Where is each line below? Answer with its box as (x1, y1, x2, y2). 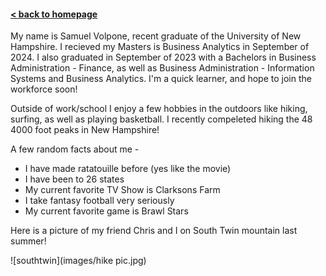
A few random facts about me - (10, 143, 140, 155)
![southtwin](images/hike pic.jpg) (10, 255, 147, 267)
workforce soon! (10, 83, 78, 95)
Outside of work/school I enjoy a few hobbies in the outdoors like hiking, (10, 103, 308, 115)
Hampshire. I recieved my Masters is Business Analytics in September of (10, 41, 310, 53)
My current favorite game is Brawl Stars (24, 205, 189, 217)
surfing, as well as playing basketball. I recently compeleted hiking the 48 (10, 113, 313, 125)
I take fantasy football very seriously (24, 195, 175, 207)
